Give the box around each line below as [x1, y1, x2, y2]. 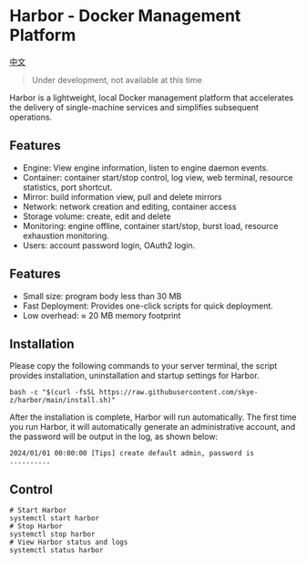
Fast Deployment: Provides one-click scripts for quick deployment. [22, 300, 273, 311]
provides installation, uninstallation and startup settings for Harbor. [9, 371, 260, 381]
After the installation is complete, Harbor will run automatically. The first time [9, 412, 297, 423]
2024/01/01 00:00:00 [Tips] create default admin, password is [9, 449, 255, 458]
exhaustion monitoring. [22, 230, 109, 241]
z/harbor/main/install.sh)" [9, 396, 117, 405]
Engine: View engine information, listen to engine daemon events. [22, 162, 269, 173]
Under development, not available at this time [31, 74, 202, 85]
